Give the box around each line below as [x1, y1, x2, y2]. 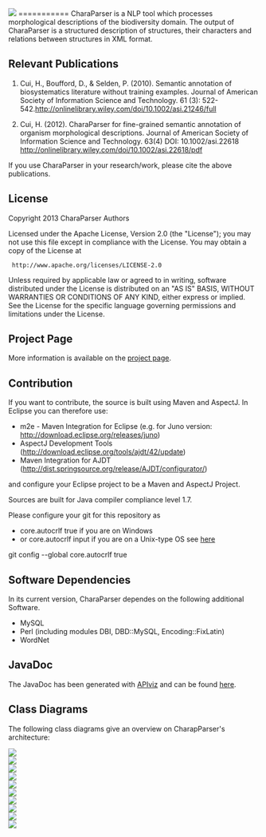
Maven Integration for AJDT [19, 455, 111, 466]
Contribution [8, 376, 73, 390]
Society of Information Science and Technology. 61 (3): [19, 95, 201, 105]
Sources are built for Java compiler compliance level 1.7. [8, 495, 193, 505]
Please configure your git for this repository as [8, 510, 161, 520]
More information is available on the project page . [8, 353, 171, 363]
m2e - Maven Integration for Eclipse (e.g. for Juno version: [19, 422, 213, 431]
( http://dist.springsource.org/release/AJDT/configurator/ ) [19, 464, 208, 474]
